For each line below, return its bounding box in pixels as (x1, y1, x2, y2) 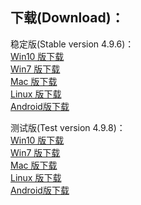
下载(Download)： (10, 9, 125, 27)
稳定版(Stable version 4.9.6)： (10, 38, 135, 50)
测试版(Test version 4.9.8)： (10, 121, 126, 133)
